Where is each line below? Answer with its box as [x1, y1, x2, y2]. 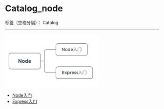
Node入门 [12, 92, 32, 98]
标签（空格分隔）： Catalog [5, 19, 59, 25]
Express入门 [12, 98, 38, 104]
